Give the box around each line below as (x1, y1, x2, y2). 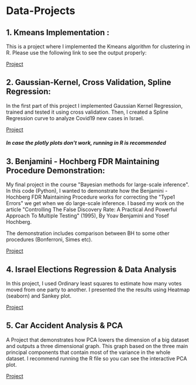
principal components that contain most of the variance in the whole (6, 349, 171, 356)
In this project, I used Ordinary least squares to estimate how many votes (6, 280, 182, 287)
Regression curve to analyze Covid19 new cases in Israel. (6, 114, 145, 121)
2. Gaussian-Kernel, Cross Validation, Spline (6, 77, 171, 87)
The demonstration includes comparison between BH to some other (6, 230, 170, 237)
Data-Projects (6, 4, 75, 18)
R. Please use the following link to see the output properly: (6, 49, 147, 56)
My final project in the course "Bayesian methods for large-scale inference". (6, 181, 190, 188)
